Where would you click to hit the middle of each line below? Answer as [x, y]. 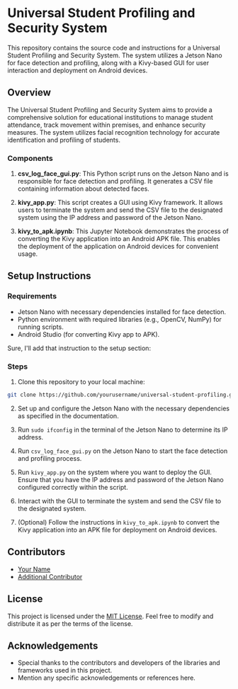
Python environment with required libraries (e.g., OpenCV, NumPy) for [119, 319]
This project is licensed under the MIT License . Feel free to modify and [110, 616]
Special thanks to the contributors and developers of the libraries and [119, 663]
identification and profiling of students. [64, 140]
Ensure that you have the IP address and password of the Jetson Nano [121, 479]
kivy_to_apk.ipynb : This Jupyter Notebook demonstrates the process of [123, 231]
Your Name [34, 569]
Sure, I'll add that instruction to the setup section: [79, 348]
